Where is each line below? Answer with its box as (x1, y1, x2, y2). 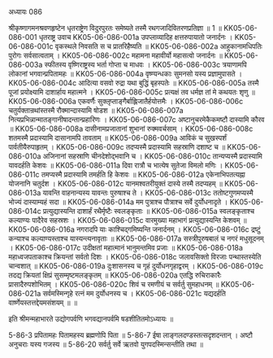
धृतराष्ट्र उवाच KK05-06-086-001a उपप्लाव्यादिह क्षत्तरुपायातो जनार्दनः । (38, 33, 233, 41)
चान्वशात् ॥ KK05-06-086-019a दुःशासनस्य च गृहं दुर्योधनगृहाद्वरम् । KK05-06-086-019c (8, 261, 264, 271)
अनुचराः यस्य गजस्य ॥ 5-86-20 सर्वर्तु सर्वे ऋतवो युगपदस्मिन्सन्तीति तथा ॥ (8, 339, 204, 349)
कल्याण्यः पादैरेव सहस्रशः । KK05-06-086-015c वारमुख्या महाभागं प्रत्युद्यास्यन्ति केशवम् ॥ (8, 216, 248, 225)
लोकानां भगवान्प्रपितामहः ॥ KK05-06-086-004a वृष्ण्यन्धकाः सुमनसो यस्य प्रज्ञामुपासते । (8, 69, 242, 78)
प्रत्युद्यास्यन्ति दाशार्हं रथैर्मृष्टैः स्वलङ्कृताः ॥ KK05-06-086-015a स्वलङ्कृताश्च (43, 207, 254, 216)
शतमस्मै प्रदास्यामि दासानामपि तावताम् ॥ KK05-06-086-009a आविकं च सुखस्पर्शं (8, 133, 227, 142)
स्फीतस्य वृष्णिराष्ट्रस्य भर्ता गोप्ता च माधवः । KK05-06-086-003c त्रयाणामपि (44, 60, 247, 69)
